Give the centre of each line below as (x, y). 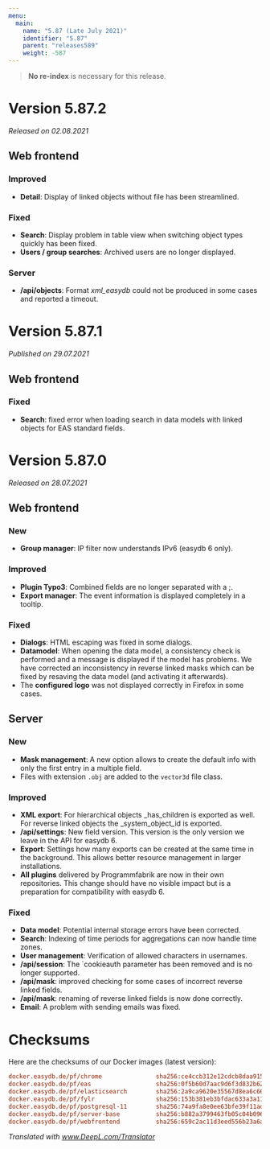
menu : (17, 16)
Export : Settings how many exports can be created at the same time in (137, 849)
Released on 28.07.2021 (48, 483)
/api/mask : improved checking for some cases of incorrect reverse (131, 982)
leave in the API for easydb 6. (69, 841)
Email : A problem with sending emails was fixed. (100, 1007)
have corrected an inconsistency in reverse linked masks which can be (137, 668)
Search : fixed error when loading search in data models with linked (131, 419)
